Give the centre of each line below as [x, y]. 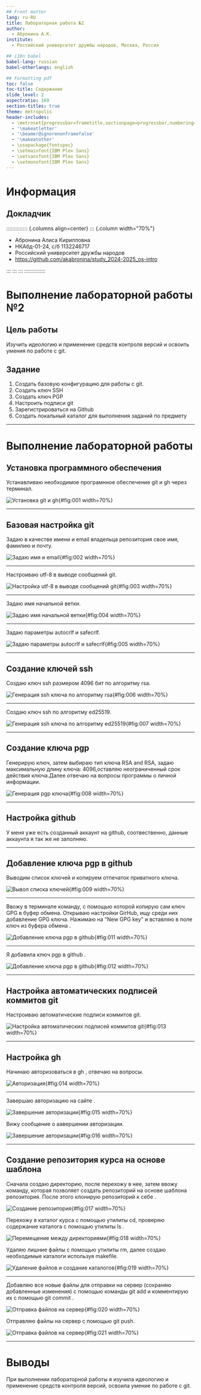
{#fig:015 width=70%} [105, 1112]
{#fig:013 [155, 1026]
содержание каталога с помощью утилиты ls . [65, 1226]
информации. [23, 782]
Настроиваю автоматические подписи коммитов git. [74, 1015]
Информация [41, 191]
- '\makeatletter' [35, 129]
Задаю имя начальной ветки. [43, 604]
